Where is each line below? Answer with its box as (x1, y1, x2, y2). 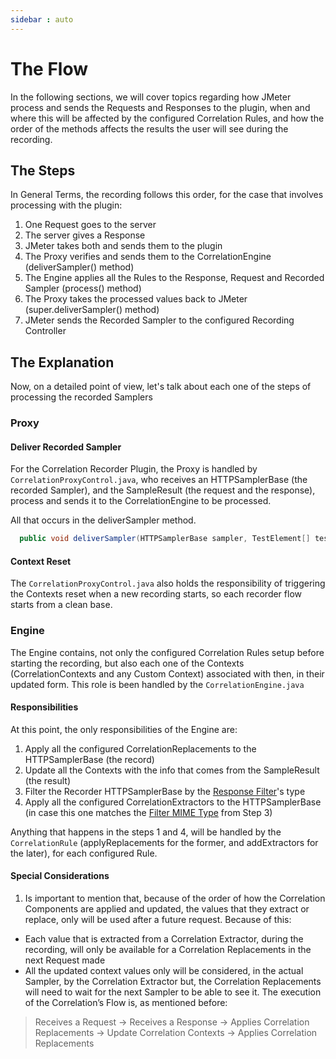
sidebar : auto (10, 14, 74, 25)
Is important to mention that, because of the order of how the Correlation (24, 892, 326, 905)
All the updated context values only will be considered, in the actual (24, 965, 304, 977)
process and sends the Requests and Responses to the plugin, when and (10, 101, 311, 113)
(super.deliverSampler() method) (24, 304, 160, 316)
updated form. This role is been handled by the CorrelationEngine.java (10, 678, 305, 690)
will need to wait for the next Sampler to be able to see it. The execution (24, 986, 322, 998)
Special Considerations (10, 870, 110, 882)
